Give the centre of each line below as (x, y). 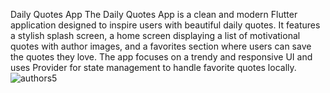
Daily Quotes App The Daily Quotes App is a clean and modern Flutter (154, 14)
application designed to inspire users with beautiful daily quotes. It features (165, 25)
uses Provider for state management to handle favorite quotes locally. (153, 67)
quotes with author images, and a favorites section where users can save (161, 46)
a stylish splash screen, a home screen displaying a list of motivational (155, 35)
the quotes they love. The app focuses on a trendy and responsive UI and (161, 57)
